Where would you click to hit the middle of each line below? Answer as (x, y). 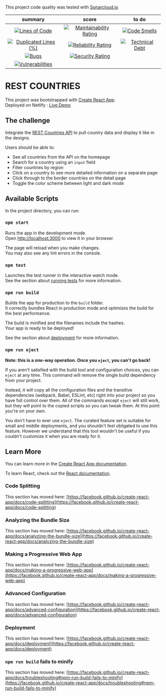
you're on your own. (25, 411)
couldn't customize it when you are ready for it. (53, 436)
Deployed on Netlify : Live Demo (38, 105)
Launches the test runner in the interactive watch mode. (62, 275)
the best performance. (28, 313)
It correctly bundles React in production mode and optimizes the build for (80, 308)
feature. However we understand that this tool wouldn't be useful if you (78, 431)
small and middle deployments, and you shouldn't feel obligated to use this (81, 426)
